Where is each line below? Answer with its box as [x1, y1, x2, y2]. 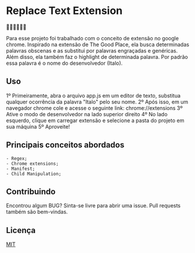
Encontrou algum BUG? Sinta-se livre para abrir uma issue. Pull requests [6, 202, 181, 209]
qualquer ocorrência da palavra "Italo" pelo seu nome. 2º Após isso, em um [6, 98, 189, 105]
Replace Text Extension [6, 4, 123, 18]
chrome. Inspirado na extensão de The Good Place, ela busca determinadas [6, 41, 189, 48]
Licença [6, 225, 36, 235]
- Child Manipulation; [6, 171, 61, 176]
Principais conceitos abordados [6, 140, 125, 150]
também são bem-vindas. [6, 209, 69, 216]
